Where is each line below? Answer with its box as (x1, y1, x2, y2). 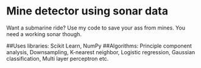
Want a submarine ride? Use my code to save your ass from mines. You (6, 24, 186, 31)
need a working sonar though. (6, 30, 82, 37)
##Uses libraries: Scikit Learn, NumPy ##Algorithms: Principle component (6, 42, 192, 49)
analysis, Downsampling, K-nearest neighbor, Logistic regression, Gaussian (6, 48, 196, 55)
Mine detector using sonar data (6, 4, 169, 18)
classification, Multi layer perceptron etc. (6, 55, 109, 62)
